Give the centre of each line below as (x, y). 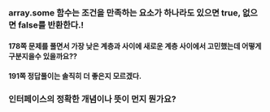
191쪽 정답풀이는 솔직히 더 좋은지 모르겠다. (75, 76)
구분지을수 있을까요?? (43, 56)
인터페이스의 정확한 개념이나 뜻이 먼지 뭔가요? (92, 99)
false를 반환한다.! (50, 24)
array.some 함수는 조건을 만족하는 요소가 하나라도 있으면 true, (125, 12)
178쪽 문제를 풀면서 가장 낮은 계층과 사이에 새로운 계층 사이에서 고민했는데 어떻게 (135, 45)
